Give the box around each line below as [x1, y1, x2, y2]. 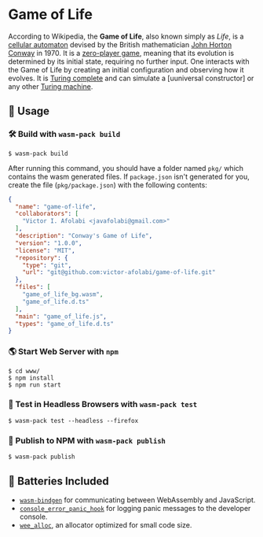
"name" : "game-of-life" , [15, 202, 97, 210]
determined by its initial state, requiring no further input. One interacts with [8, 57, 250, 66]
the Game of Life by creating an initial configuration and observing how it [8, 65, 244, 74]
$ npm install [8, 374, 55, 382]
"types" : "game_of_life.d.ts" [15, 320, 114, 328]
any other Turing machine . [8, 81, 93, 91]
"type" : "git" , [22, 261, 72, 269]
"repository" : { [15, 254, 68, 261]
